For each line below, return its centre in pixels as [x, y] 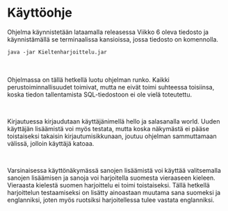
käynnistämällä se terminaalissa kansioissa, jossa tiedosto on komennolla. [113, 39]
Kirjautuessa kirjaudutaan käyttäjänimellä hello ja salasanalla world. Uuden [114, 121]
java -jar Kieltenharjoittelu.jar [57, 52]
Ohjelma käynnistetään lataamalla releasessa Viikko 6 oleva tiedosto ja [108, 32]
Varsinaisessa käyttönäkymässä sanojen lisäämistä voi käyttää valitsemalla [114, 170]
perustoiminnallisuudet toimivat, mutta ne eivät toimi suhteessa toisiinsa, [111, 87]
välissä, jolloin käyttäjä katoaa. [51, 143]
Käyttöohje [40, 13]
